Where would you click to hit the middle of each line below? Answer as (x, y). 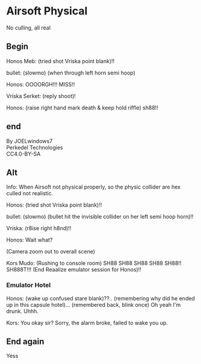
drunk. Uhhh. (23, 311)
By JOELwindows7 (29, 141)
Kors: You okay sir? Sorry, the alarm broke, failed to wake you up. (87, 323)
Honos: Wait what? (29, 240)
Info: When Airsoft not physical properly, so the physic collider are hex (93, 187)
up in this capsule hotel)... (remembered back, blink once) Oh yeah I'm (94, 305)
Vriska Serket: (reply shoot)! (41, 96)
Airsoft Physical (47, 11)
